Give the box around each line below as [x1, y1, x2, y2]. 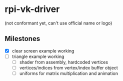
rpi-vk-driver [4, 3, 60, 15]
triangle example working [11, 53, 64, 59]
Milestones [4, 34, 40, 43]
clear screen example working [11, 47, 74, 53]
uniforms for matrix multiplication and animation [19, 70, 118, 76]
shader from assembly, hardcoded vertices [19, 59, 108, 65]
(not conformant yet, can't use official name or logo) [4, 20, 112, 26]
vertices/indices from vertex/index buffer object [19, 64, 118, 70]
